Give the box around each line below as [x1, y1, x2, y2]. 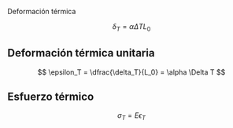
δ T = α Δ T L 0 [112, 22, 151, 33]
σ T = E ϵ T [116, 111, 146, 123]
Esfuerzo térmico [7, 90, 94, 103]
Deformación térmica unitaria [7, 46, 155, 60]
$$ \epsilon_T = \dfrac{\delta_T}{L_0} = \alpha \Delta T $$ [37, 67, 226, 77]
